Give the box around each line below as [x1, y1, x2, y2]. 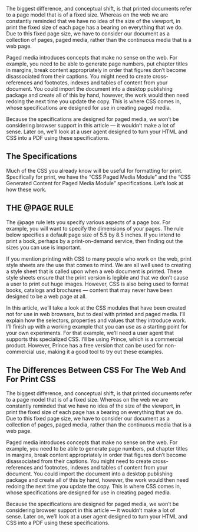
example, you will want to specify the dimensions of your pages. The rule [6, 225, 184, 232]
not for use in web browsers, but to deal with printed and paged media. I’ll [6, 310, 186, 317]
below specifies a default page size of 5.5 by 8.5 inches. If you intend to [6, 231, 181, 238]
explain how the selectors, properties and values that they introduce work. [6, 317, 187, 324]
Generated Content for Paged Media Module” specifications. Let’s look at [6, 179, 184, 186]
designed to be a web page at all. [6, 293, 87, 300]
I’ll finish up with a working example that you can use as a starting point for [6, 323, 188, 330]
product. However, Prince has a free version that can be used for [6, 341, 164, 349]
